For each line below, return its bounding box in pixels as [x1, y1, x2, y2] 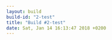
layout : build [6, 8, 42, 15]
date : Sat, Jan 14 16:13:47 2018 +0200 [6, 25, 107, 31]
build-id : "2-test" [6, 14, 55, 20]
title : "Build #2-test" [6, 19, 66, 25]
